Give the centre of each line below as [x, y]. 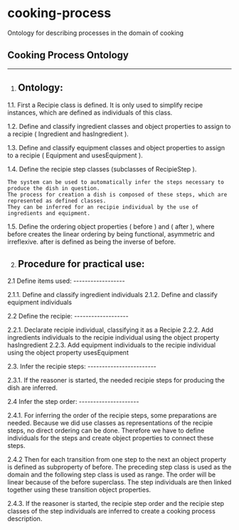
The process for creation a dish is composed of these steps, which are [117, 194]
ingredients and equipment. [49, 213]
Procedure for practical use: [81, 264]
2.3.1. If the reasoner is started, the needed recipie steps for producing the [116, 380]
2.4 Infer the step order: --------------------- [73, 402]
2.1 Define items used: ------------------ [67, 281]
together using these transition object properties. [79, 490]
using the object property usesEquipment [68, 353]
